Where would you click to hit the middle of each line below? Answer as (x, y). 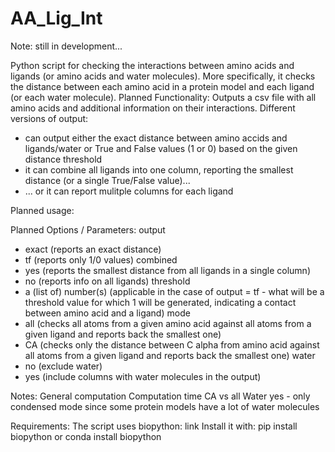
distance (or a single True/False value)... (107, 180)
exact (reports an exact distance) (93, 249)
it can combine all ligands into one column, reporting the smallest (159, 169)
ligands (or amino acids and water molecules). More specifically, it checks (163, 76)
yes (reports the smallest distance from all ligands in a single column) (167, 270)
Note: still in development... (66, 46)
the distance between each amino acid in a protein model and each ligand (162, 86)
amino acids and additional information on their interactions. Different (153, 108)
